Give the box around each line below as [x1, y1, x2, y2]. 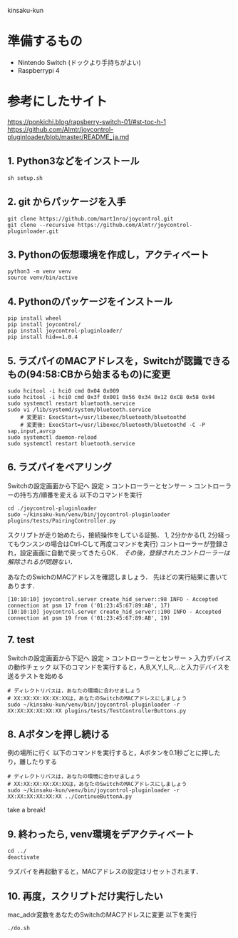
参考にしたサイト [7, 94, 108, 110]
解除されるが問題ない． [7, 557, 76, 566]
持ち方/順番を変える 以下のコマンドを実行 [19, 490, 143, 499]
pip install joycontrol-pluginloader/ [7, 328, 123, 335]
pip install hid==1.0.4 [7, 333, 78, 341]
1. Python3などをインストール [7, 155, 140, 167]
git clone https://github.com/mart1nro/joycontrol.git [7, 215, 174, 222]
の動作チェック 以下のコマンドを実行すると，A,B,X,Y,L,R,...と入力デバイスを [7, 662, 230, 671]
